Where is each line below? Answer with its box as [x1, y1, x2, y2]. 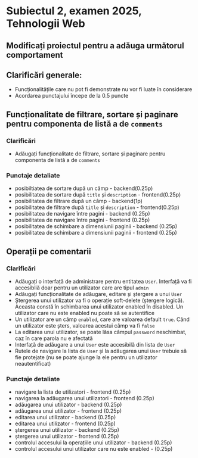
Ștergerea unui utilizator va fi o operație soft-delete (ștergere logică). [14, 297, 184, 304]
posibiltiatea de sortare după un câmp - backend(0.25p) [14, 185, 153, 192]
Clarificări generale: [6, 70, 82, 80]
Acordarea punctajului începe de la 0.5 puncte [14, 92, 129, 99]
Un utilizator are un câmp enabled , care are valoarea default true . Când [14, 316, 190, 323]
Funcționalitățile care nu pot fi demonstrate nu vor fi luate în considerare [14, 86, 193, 93]
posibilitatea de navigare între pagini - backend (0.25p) [14, 210, 150, 217]
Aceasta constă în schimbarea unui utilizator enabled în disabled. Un [14, 303, 184, 310]
